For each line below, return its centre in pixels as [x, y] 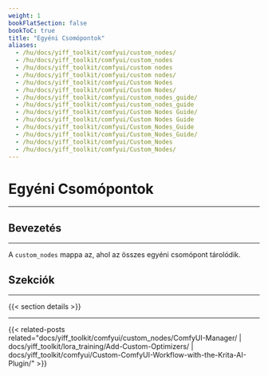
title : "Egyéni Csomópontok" [57, 38]
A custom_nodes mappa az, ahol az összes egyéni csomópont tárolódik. [124, 255]
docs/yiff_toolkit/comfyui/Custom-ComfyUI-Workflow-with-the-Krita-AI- [128, 354]
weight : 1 [25, 16]
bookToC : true [32, 30]
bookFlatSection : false [48, 23]
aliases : [23, 46]
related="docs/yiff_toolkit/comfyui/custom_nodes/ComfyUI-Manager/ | [125, 338]
